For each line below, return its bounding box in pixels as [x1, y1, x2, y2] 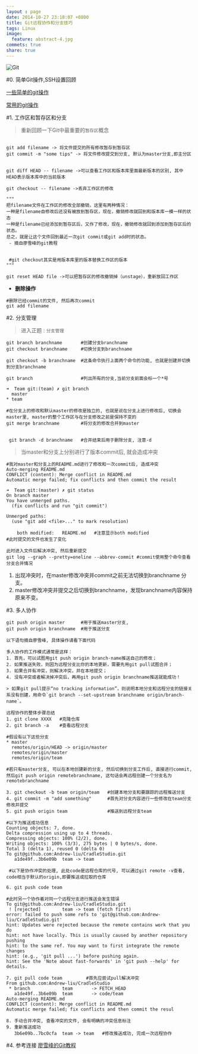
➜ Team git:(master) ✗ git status [6, 487, 95, 493]
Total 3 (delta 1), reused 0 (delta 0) [6, 845, 105, 852]
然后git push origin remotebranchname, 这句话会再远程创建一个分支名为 [6, 772, 172, 779]
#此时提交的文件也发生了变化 [6, 536, 67, 542]
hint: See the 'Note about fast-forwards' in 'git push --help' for [6, 958, 180, 964]
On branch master [6, 492, 49, 498]
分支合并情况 [6, 560, 33, 567]
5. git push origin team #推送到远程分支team [6, 808, 152, 814]
